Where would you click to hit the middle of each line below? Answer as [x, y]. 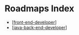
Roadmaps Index [39, 9]
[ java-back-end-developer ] [39, 27]
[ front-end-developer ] [34, 22]
